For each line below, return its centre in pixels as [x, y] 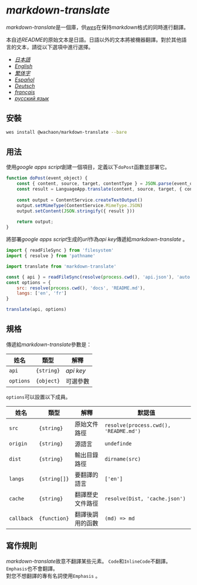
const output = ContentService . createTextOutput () [80, 200]
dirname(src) [123, 459]
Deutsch [25, 86]
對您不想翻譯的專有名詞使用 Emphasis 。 [53, 576]
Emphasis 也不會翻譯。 [32, 568]
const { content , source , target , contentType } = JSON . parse [94, 184]
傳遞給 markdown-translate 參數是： [49, 344]
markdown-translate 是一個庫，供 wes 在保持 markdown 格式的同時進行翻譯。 [97, 27]
